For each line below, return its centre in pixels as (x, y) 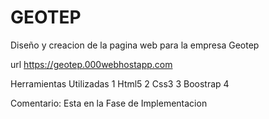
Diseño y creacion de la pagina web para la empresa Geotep (135, 45)
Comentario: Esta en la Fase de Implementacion (109, 103)
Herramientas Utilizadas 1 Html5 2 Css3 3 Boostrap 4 (120, 83)
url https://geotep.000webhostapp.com (91, 64)
